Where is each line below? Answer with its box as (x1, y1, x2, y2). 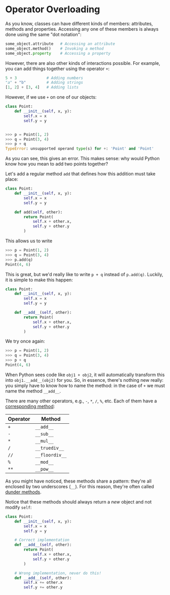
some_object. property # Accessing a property (5, 51, 111, 56)
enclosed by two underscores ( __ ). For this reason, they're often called (5, 483, 154, 489)
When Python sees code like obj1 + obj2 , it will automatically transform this (5, 372, 165, 378)
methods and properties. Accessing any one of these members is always (5, 26, 159, 32)
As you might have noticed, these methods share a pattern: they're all (5, 478, 152, 484)
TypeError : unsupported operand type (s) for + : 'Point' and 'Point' (5, 146, 154, 151)
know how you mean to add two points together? (5, 161, 108, 167)
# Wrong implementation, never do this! (14, 570, 102, 576)
